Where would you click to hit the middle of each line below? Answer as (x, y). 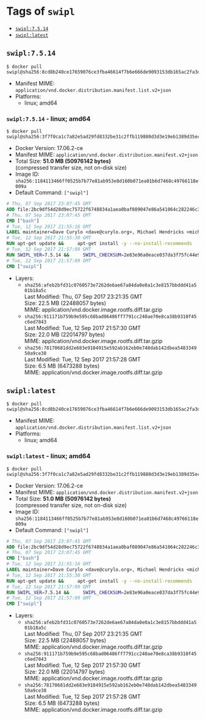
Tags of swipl (41, 11)
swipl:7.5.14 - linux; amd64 (49, 119)
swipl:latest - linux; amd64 (49, 456)
